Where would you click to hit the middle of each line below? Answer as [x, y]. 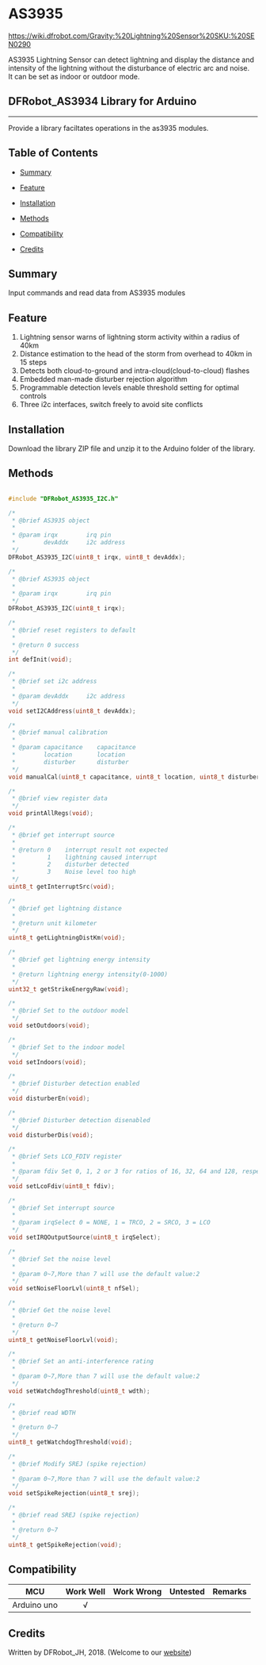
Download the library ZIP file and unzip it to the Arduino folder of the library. [132, 448]
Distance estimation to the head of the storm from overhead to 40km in [136, 354]
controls [33, 396]
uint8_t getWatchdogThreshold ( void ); [70, 1442]
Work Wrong [137, 1592]
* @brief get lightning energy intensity [81, 960]
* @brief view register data [60, 798]
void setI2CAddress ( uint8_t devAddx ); [72, 711]
